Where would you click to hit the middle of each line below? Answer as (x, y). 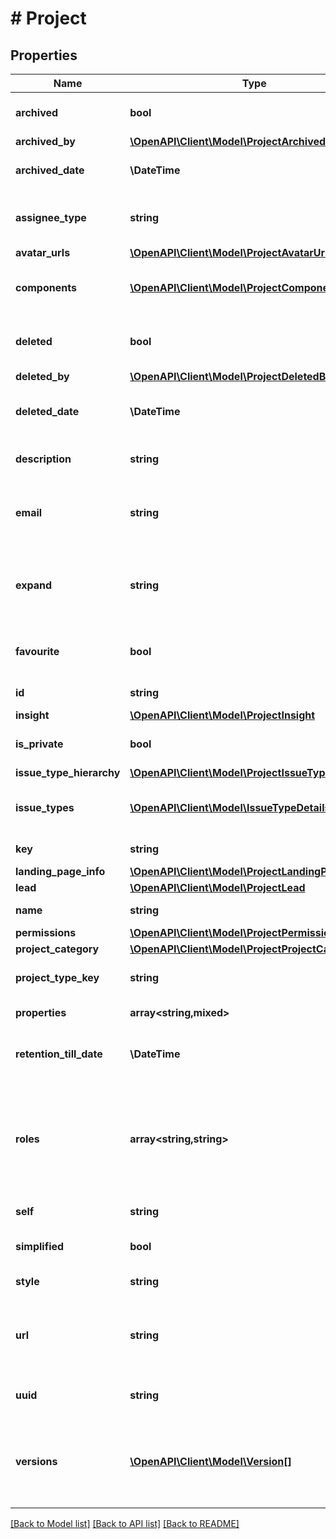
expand (34, 585)
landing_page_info (60, 871)
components (46, 287)
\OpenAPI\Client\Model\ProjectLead (217, 887)
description (43, 459)
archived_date (50, 170)
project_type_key (57, 977)
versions (36, 1461)
